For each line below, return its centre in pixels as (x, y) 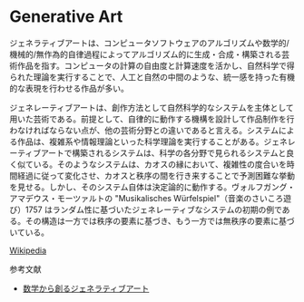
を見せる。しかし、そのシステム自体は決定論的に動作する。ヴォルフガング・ (152, 187)
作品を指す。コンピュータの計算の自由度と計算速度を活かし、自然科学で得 (156, 65)
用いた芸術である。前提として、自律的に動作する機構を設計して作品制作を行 (152, 119)
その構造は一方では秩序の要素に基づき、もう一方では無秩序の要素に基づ (160, 220)
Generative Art (66, 17)
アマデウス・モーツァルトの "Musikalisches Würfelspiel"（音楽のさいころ (147, 198)
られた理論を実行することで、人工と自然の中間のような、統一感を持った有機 (152, 77)
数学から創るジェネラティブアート (86, 288)
